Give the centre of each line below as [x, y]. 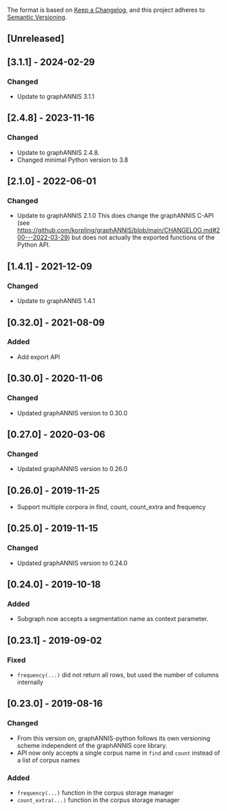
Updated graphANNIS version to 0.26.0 [72, 469]
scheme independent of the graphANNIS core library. [92, 745]
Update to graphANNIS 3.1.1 [55, 97]
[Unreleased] [36, 39]
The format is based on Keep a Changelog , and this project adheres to [106, 10]
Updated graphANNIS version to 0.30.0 [72, 413]
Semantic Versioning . [37, 17]
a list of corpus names [48, 760]
